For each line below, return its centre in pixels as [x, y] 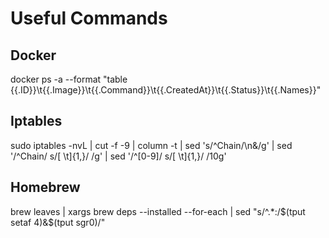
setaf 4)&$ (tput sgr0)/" [58, 222]
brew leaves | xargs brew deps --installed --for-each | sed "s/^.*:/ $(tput [158, 211]
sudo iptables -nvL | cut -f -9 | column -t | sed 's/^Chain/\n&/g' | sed [151, 145]
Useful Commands [89, 18]
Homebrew [45, 187]
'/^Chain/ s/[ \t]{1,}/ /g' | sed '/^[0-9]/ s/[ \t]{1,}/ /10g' [118, 156]
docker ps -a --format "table [69, 79]
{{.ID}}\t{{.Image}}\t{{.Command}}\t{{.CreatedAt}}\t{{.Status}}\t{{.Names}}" [166, 90]
